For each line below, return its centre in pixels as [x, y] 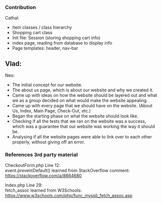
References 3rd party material [41, 155]
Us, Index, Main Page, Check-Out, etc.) [51, 111]
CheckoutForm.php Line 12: [33, 165]
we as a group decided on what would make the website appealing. [80, 101]
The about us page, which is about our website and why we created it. [83, 90]
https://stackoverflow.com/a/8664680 [43, 176]
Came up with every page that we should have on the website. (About [82, 106]
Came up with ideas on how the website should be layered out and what [85, 95]
